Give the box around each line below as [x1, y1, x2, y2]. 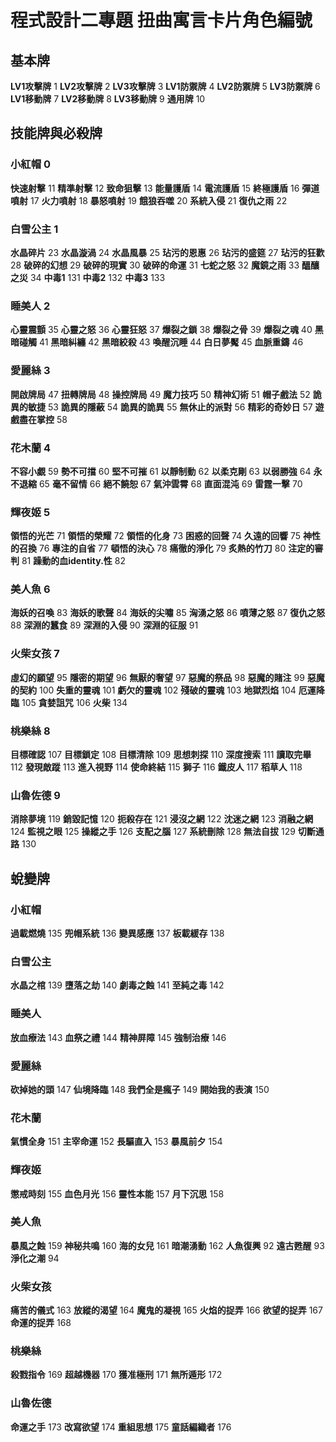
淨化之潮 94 [10, 1252, 60, 1264]
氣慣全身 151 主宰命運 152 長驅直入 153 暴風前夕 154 [10, 1136, 223, 1148]
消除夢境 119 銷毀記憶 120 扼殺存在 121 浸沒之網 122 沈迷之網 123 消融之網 [10, 813, 314, 825]
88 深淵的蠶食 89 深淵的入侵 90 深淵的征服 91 [10, 619, 199, 631]
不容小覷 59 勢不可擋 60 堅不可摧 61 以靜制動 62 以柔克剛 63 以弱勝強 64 [10, 465, 312, 477]
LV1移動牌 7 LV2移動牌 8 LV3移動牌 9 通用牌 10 [10, 93, 206, 105]
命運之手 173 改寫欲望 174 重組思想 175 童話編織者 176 [10, 1421, 232, 1433]
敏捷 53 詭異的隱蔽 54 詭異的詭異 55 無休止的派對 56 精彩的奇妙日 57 [27, 401, 313, 413]
